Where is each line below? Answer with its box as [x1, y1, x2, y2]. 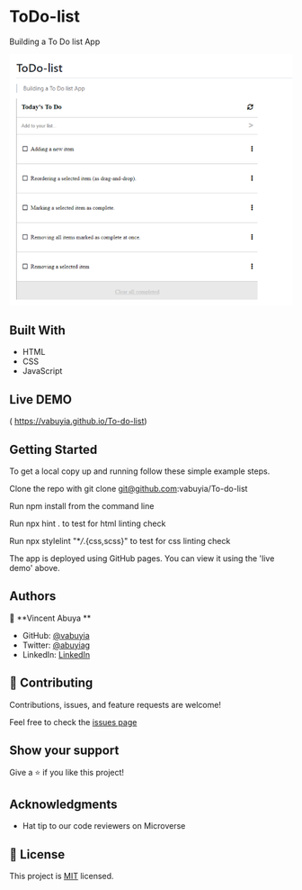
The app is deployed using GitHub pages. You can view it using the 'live [9, 552, 275, 564]
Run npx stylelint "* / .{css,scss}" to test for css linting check [9, 535, 231, 546]
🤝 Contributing [9, 676, 93, 691]
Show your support [9, 743, 120, 758]
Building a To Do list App [9, 36, 101, 47]
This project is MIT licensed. [9, 871, 114, 882]
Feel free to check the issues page [9, 716, 138, 727]
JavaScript [22, 366, 63, 377]
